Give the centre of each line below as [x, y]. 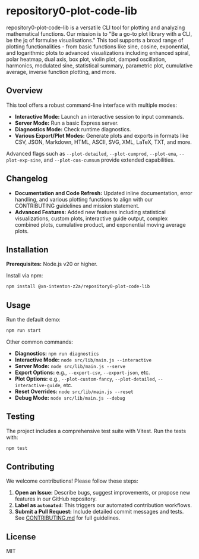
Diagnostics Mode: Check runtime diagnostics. [73, 129]
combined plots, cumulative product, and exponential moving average [100, 224]
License [21, 537]
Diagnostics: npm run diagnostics [57, 353]
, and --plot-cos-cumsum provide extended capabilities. [108, 160]
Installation [27, 250]
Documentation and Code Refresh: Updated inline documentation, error [104, 193]
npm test [17, 448]
